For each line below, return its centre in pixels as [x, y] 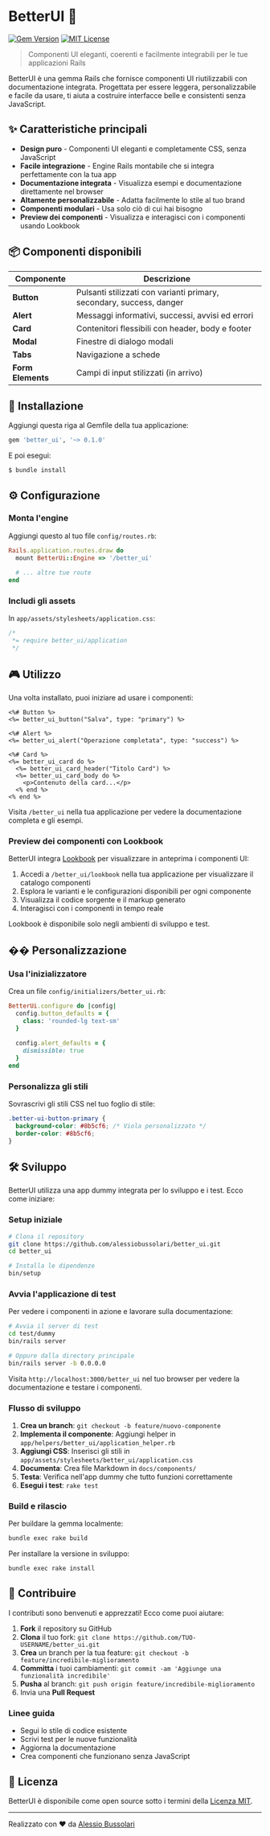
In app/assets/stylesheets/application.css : [82, 618]
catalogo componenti [55, 883]
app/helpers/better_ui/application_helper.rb [97, 1444]
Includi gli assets [42, 601]
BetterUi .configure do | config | [62, 1006]
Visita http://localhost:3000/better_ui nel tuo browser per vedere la [124, 1378]
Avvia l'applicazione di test [62, 1294]
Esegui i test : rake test [59, 1485]
